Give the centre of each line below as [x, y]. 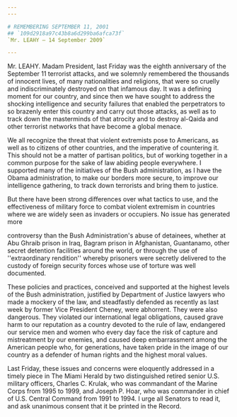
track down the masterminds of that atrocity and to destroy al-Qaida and [113, 119]
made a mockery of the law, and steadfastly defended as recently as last [113, 302]
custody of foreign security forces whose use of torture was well [102, 266]
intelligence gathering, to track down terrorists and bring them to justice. [113, 186]
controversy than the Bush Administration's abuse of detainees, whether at [117, 235]
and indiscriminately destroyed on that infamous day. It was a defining [110, 89]
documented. [27, 273]
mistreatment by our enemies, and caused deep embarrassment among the [117, 340]
